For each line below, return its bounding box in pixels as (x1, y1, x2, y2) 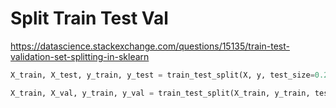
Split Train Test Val (10, 7, 169, 30)
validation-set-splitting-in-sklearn (10, 50, 150, 62)
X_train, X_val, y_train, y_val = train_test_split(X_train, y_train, (10, 88, 311, 98)
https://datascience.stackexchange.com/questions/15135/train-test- (10, 40, 290, 52)
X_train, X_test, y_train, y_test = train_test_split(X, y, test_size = (10, 70, 315, 80)
